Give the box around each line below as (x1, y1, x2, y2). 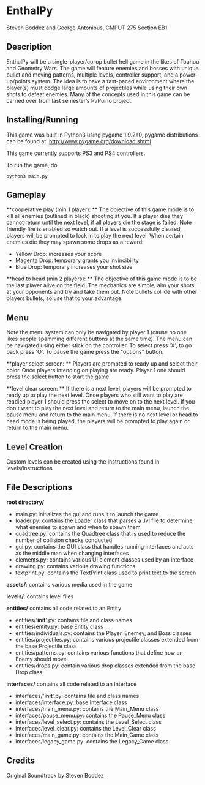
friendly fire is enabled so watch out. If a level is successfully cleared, (6, 225, 182, 233)
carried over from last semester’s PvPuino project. (6, 97, 133, 104)
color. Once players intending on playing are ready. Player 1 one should (6, 367, 185, 374)
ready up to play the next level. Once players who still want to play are (6, 391, 184, 399)
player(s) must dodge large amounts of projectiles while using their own (6, 84, 188, 91)
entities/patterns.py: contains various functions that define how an (15, 648, 184, 656)
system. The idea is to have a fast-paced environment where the (31, 77, 195, 85)
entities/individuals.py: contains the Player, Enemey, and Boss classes (15, 629, 192, 637)
